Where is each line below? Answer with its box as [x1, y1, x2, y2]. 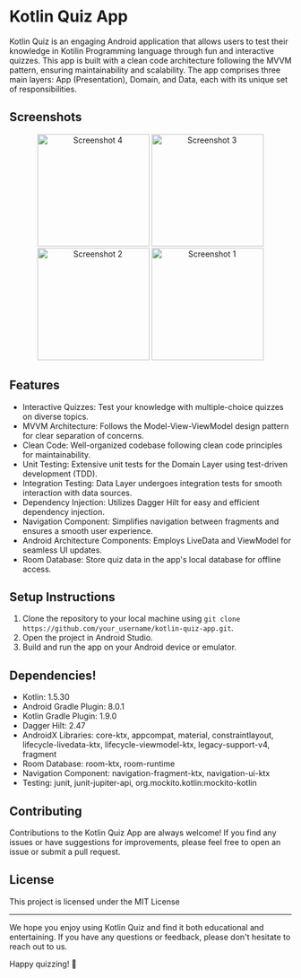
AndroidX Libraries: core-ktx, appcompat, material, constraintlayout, [21, 729, 274, 741]
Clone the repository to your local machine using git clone [21, 613, 241, 624]
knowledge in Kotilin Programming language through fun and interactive [9, 45, 275, 56]
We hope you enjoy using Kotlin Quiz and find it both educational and [9, 921, 264, 932]
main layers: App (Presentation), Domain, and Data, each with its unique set [9, 74, 288, 84]
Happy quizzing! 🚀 [9, 958, 78, 969]
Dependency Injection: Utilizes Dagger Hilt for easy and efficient [21, 496, 260, 508]
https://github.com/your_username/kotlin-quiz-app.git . [21, 623, 235, 633]
